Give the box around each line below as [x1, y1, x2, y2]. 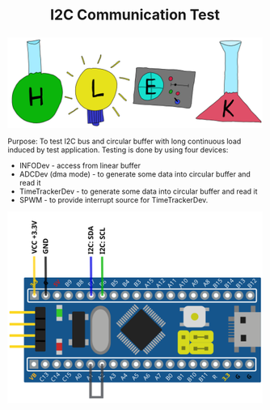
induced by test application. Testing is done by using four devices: [7, 145, 229, 155]
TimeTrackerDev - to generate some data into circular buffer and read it [19, 186, 258, 196]
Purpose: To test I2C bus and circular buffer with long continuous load [7, 136, 242, 147]
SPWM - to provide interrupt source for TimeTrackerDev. [19, 195, 209, 205]
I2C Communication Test [50, 6, 220, 24]
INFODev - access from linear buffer [19, 160, 141, 171]
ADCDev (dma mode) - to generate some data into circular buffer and [19, 169, 251, 179]
